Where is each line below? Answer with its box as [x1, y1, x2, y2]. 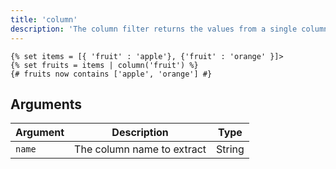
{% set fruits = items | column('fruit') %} [10, 60, 199, 70]
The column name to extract [74, 142, 207, 156]
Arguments [10, 96, 83, 113]
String [216, 142, 245, 156]
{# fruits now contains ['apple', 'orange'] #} [10, 69, 213, 79]
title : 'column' [10, 14, 78, 25]
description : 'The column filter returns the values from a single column [10, 24, 329, 34]
